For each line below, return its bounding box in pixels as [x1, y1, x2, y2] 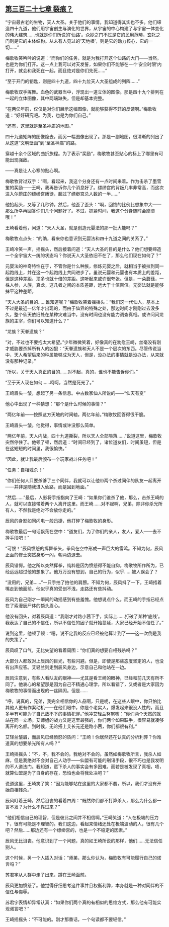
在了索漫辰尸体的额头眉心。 [5, 603, 63, 609]
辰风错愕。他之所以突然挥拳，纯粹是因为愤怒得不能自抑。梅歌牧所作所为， [5, 562, 159, 568]
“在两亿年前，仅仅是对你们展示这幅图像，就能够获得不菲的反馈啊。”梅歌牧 [5, 106, 157, 112]
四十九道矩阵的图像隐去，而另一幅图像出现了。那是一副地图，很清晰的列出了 [5, 133, 164, 139]
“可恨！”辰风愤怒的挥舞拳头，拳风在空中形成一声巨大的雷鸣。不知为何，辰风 [5, 545, 163, 551]
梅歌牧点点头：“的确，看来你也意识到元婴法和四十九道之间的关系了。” [5, 235, 148, 241]
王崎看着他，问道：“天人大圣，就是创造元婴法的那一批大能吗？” [5, 224, 137, 230]
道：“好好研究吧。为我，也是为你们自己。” [5, 112, 91, 118]
